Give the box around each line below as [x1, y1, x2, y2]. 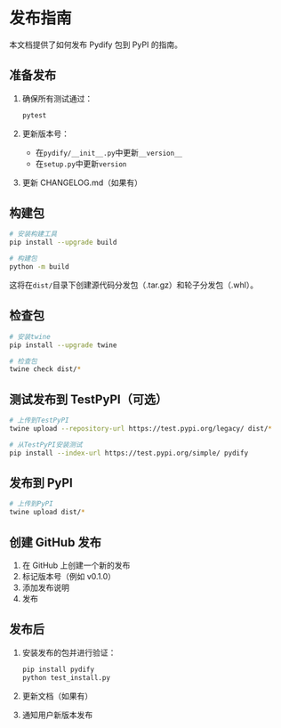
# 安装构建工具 [9, 230, 58, 239]
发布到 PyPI [9, 475, 73, 490]
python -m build [9, 263, 69, 271]
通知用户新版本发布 [21, 709, 93, 720]
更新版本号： [21, 128, 69, 139]
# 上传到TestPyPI [9, 416, 69, 425]
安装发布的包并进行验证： [21, 647, 116, 658]
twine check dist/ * [9, 365, 82, 374]
